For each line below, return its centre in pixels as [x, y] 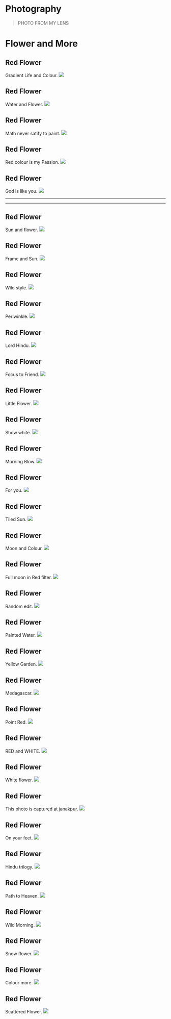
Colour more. [19, 983]
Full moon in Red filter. [29, 577]
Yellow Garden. [21, 664]
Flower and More [41, 44]
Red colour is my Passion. [32, 162]
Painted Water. [21, 635]
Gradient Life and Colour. [32, 75]
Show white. [18, 432]
